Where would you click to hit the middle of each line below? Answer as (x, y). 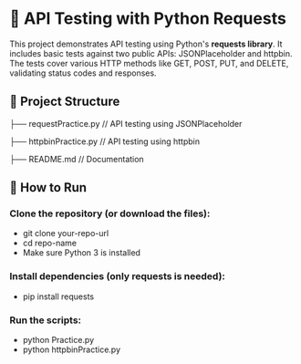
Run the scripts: (46, 320)
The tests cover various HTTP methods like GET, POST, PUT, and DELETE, (149, 63)
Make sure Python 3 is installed (82, 253)
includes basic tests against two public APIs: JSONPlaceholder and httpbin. (151, 53)
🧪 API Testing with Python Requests (148, 19)
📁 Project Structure (65, 102)
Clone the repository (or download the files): (110, 213)
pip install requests (58, 296)
